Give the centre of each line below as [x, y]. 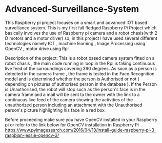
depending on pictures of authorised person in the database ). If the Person [81, 84]
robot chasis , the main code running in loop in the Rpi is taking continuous [80, 63]
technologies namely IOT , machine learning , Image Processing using [75, 43]
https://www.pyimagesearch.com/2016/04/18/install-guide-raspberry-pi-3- [81, 130]
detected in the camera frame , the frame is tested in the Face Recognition [80, 73]
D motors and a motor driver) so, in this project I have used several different [81, 38]
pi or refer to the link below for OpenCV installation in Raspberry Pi [72, 125]
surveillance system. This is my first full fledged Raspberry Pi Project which [81, 27]
